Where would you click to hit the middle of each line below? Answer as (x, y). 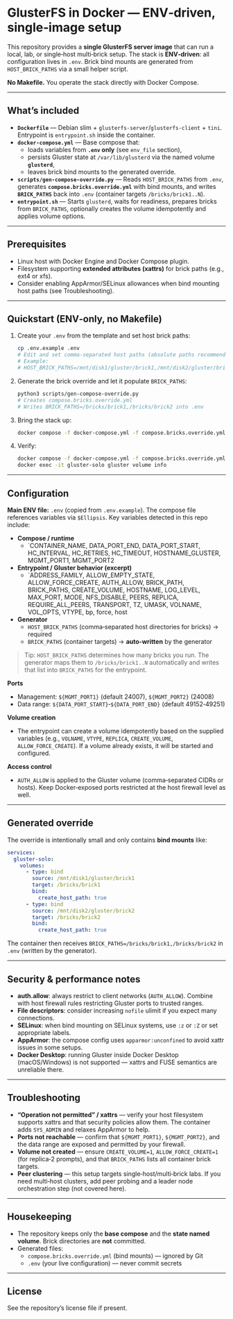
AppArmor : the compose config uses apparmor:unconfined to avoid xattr (120, 1040)
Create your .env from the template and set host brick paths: (104, 335)
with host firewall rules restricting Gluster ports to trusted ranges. (111, 1003)
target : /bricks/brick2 (66, 917)
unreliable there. (41, 1069)
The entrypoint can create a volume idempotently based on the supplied (120, 731)
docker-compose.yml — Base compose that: (78, 142)
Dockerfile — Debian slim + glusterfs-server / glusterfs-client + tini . (120, 127)
